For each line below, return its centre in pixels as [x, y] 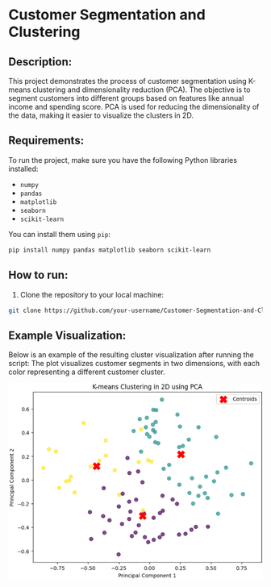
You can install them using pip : [60, 234]
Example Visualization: [67, 335]
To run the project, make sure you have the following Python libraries [123, 160]
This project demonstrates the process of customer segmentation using [128, 81]
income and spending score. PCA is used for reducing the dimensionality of [134, 107]
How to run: [38, 275]
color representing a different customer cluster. [87, 372]
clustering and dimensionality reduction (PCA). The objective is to [142, 90]
